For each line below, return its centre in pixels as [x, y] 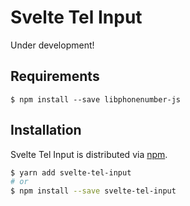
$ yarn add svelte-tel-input [71, 172]
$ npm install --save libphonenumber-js [96, 99]
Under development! [52, 45]
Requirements [55, 76]
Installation [46, 130]
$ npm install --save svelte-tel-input [93, 191]
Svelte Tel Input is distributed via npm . [89, 154]
